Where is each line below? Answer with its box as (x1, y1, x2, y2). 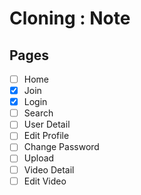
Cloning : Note (9, 7, 131, 30)
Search (23, 107, 54, 119)
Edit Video (23, 175, 67, 187)
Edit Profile (23, 130, 70, 142)
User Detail (23, 118, 71, 131)
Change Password (23, 141, 100, 153)
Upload (23, 152, 55, 164)
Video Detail (23, 163, 75, 176)
